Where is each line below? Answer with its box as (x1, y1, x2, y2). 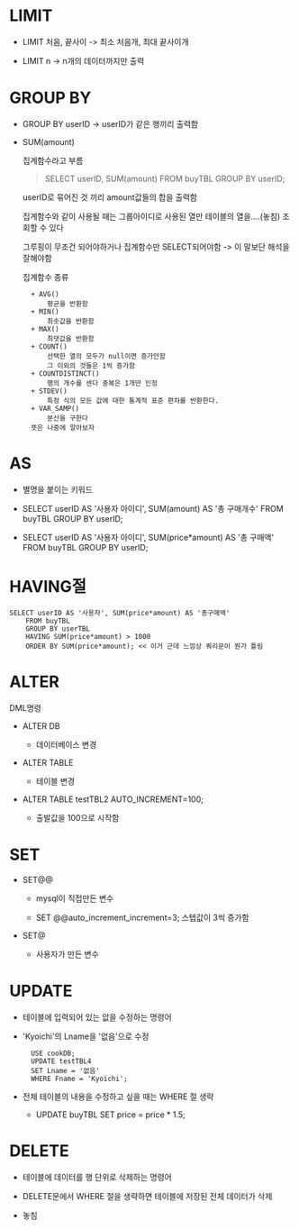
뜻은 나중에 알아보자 (31, 423, 95, 432)
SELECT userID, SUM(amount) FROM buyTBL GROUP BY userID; (44, 173, 285, 184)
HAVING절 (9, 577, 87, 596)
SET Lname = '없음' (31, 1066, 101, 1075)
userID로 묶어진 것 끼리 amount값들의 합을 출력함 (22, 191, 198, 203)
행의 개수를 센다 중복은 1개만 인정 (46, 378, 158, 387)
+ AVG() (31, 289, 60, 298)
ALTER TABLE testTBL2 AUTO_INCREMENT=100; (22, 794, 204, 805)
